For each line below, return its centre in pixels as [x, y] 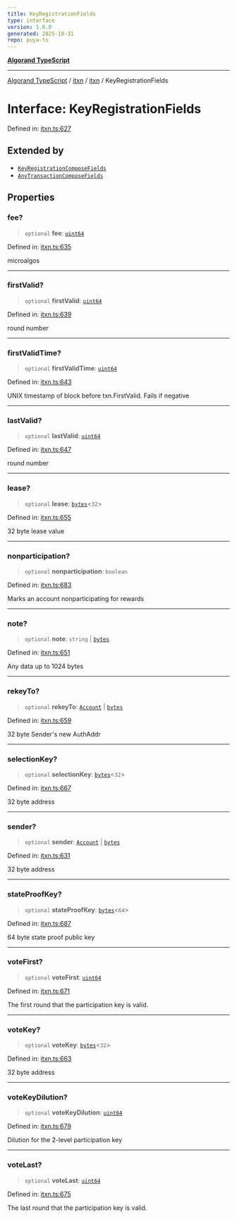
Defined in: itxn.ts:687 [39, 923]
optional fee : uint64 [54, 233]
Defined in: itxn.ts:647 [39, 450]
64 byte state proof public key [51, 937]
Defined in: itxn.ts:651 [39, 653]
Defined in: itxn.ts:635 [39, 246]
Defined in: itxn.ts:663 [39, 1059]
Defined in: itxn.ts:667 [39, 787]
